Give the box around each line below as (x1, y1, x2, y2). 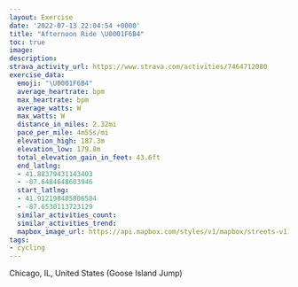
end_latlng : (17, 161, 62, 170)
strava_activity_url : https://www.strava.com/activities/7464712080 (9, 63, 268, 72)
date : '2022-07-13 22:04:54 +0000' (9, 21, 141, 30)
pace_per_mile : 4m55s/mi (17, 128, 109, 137)
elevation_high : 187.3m (17, 136, 105, 145)
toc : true (9, 37, 46, 47)
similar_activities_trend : (17, 219, 117, 228)
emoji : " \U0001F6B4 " (17, 79, 93, 88)
